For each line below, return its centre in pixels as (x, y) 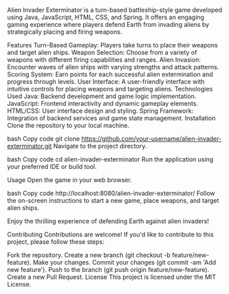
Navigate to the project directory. (100, 146)
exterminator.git (30, 146)
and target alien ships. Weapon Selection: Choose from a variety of (102, 52)
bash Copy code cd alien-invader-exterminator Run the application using (110, 159)
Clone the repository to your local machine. (68, 125)
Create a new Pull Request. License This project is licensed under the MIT (112, 277)
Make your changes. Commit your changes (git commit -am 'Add (124, 262)
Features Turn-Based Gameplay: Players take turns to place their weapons (112, 45)
